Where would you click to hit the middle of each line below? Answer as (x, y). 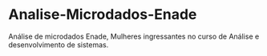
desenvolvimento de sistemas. (59, 44)
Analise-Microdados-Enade (103, 15)
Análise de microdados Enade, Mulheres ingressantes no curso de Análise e (134, 36)
